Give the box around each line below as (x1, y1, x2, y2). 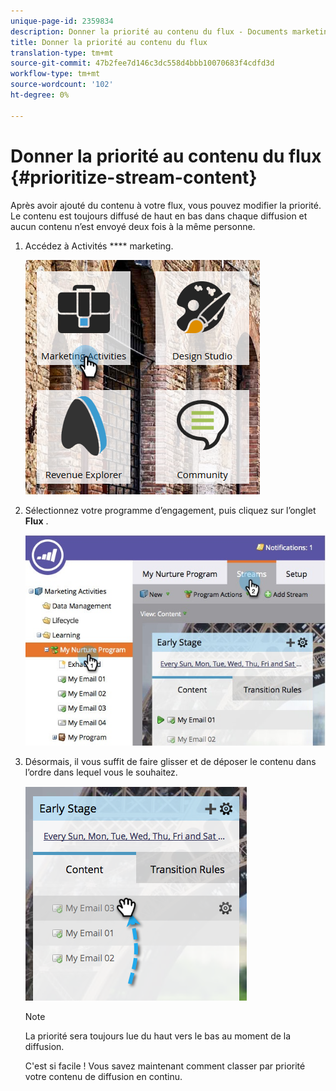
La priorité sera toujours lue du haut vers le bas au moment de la (24, 1030, 292, 1042)
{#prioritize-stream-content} (10, 166, 258, 189)
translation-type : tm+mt (10, 48, 114, 58)
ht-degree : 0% (10, 90, 70, 100)
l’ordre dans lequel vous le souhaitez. (24, 766, 178, 779)
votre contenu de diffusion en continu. (24, 1071, 183, 1083)
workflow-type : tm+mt (10, 69, 101, 79)
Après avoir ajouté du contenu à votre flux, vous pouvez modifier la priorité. (10, 199, 322, 211)
